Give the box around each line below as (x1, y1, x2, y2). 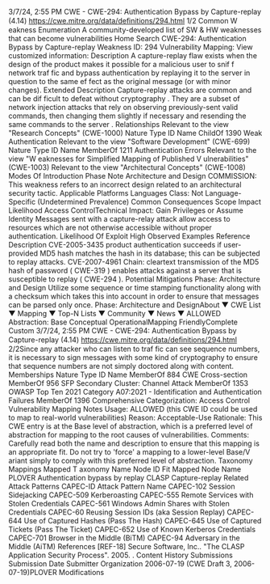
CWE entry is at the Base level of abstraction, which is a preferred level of (8, 421, 253, 431)
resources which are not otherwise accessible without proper (8, 222, 212, 232)
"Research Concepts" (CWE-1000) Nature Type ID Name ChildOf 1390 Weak (8, 129, 263, 138)
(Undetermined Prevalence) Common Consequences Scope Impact (37, 197, 262, 206)
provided (8, 248, 39, 258)
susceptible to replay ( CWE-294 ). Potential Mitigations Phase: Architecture (8, 274, 260, 284)
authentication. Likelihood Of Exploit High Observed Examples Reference (8, 231, 251, 241)
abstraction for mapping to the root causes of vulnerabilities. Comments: (8, 430, 250, 439)
